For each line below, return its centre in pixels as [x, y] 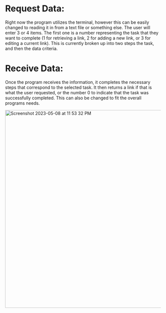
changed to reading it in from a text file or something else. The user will [78, 27]
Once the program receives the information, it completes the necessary [78, 82]
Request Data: [35, 9]
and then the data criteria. [31, 48]
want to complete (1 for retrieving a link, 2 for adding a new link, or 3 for [78, 38]
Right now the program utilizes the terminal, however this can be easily [77, 22]
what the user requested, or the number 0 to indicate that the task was [77, 92]
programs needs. [22, 103]
